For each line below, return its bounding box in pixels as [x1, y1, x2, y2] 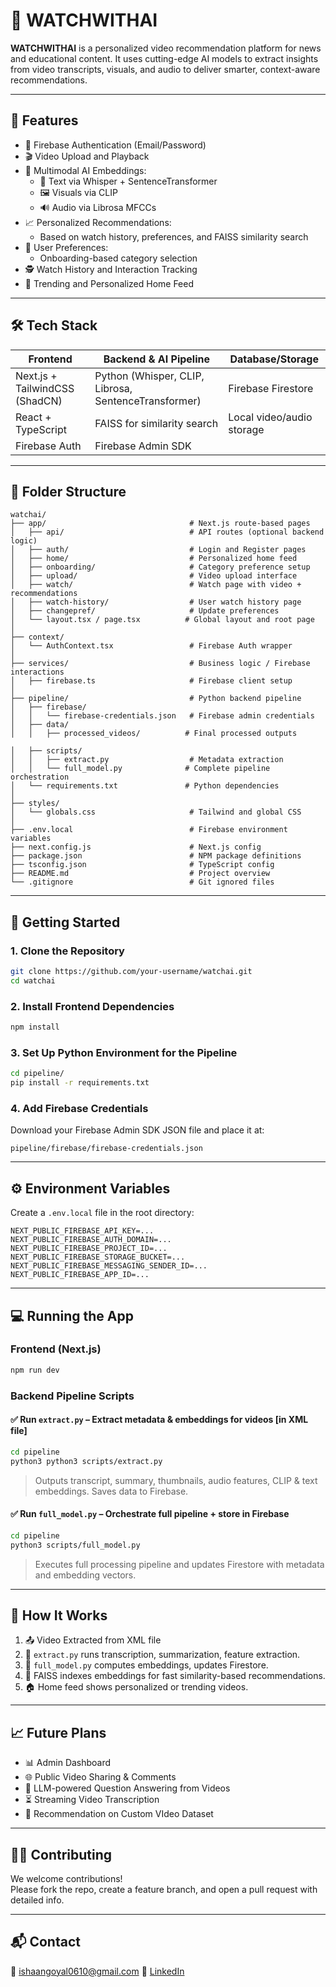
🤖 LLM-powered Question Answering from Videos [24, 1782, 231, 1794]
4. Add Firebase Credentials [10, 1101, 149, 1115]
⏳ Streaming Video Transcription [24, 1794, 160, 1806]
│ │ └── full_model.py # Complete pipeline [10, 764, 271, 774]
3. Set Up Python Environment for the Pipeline [10, 1045, 238, 1059]
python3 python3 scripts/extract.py [10, 1456, 163, 1466]
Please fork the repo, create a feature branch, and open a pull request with [10, 1883, 318, 1895]
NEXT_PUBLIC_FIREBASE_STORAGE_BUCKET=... [10, 1252, 186, 1263]
